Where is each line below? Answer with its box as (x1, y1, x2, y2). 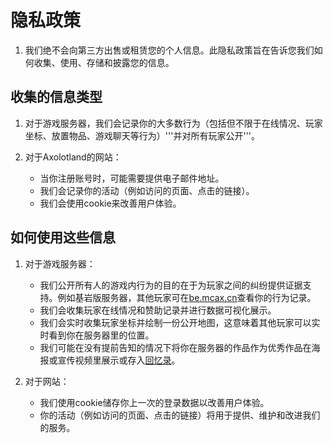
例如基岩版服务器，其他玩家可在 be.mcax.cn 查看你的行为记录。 (57, 291, 317, 303)
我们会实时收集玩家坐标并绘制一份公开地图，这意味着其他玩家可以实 (39, 316, 321, 328)
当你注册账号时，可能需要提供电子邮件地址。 (39, 172, 225, 184)
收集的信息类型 (10, 89, 103, 106)
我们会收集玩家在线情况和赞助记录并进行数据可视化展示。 (39, 304, 277, 316)
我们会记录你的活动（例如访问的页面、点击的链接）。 (39, 184, 255, 196)
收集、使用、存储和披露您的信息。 (33, 56, 175, 68)
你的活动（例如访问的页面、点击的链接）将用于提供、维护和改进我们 (39, 409, 321, 421)
